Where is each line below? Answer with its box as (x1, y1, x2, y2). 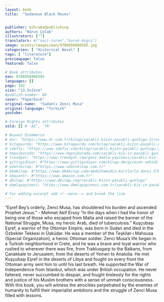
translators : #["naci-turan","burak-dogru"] (5, 38, 97, 43)
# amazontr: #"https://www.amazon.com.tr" (5, 173, 93, 178)
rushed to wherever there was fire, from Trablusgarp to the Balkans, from (5, 246, 152, 252)
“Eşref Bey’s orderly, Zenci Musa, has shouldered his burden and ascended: (5, 205, 158, 210)
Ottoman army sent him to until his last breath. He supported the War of (5, 262, 149, 267)
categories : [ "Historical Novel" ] (5, 47, 80, 52)
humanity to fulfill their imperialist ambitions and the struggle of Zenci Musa (5, 287, 157, 293)
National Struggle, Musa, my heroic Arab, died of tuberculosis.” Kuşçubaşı (5, 220, 154, 226)
